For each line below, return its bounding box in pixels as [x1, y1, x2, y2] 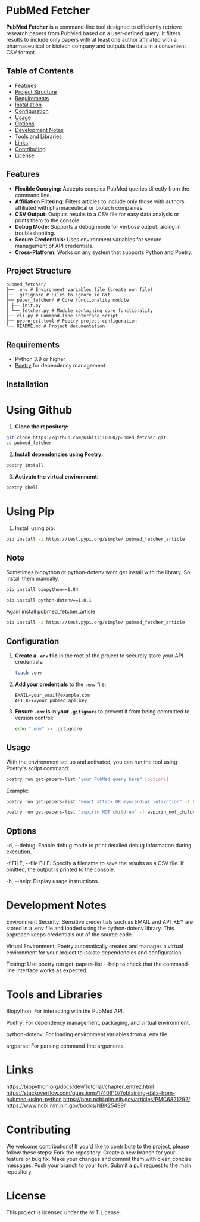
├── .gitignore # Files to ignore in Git [6, 292, 111, 298]
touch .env [14, 670, 42, 676]
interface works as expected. [16, 967, 88, 974]
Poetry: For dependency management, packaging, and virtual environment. [6, 1019, 190, 1026]
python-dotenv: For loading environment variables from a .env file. [6, 1030, 169, 1037]
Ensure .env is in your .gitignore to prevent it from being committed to [14, 708, 190, 715]
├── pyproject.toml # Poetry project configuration [6, 318, 137, 324]
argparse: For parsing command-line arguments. [6, 1042, 126, 1049]
